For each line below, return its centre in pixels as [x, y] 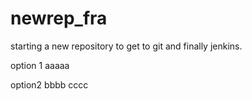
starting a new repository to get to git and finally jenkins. [126, 46]
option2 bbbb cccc [49, 84]
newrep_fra [59, 18]
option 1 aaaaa [40, 65]
